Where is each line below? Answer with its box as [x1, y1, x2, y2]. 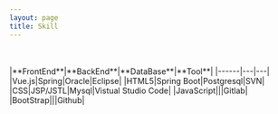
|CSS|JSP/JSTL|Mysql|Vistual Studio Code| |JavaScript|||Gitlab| [9, 85, 249, 96]
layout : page [9, 13, 59, 23]
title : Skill [9, 22, 59, 31]
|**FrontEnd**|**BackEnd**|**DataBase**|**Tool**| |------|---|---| [9, 65, 270, 77]
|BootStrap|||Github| [9, 94, 85, 105]
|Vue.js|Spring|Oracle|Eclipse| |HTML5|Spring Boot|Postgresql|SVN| [9, 75, 265, 86]
